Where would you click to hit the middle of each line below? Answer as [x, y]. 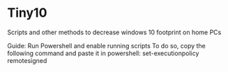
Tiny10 [27, 13]
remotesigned [27, 60]
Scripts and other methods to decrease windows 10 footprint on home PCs [114, 32]
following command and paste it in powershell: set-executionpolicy [103, 53]
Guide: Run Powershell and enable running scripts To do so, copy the [106, 45]
